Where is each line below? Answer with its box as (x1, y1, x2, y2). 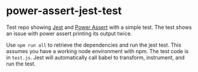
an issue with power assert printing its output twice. (6, 30, 132, 37)
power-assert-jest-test (6, 4, 122, 18)
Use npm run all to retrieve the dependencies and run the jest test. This (6, 41, 181, 48)
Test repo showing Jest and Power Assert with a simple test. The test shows (6, 24, 192, 31)
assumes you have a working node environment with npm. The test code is (6, 47, 189, 54)
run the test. (6, 60, 36, 67)
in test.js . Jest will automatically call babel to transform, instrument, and (6, 54, 185, 61)
